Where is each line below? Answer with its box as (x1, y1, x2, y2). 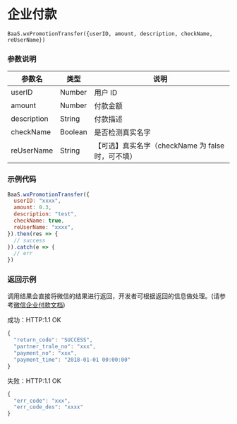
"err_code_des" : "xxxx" (13, 404, 83, 411)
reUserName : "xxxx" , (13, 223, 74, 230)
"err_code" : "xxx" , (13, 397, 71, 404)
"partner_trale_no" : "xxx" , (13, 343, 97, 351)
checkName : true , (13, 217, 65, 225)
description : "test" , (13, 211, 78, 218)
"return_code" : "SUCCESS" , (13, 336, 93, 343)
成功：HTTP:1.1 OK (7, 316, 61, 324)
